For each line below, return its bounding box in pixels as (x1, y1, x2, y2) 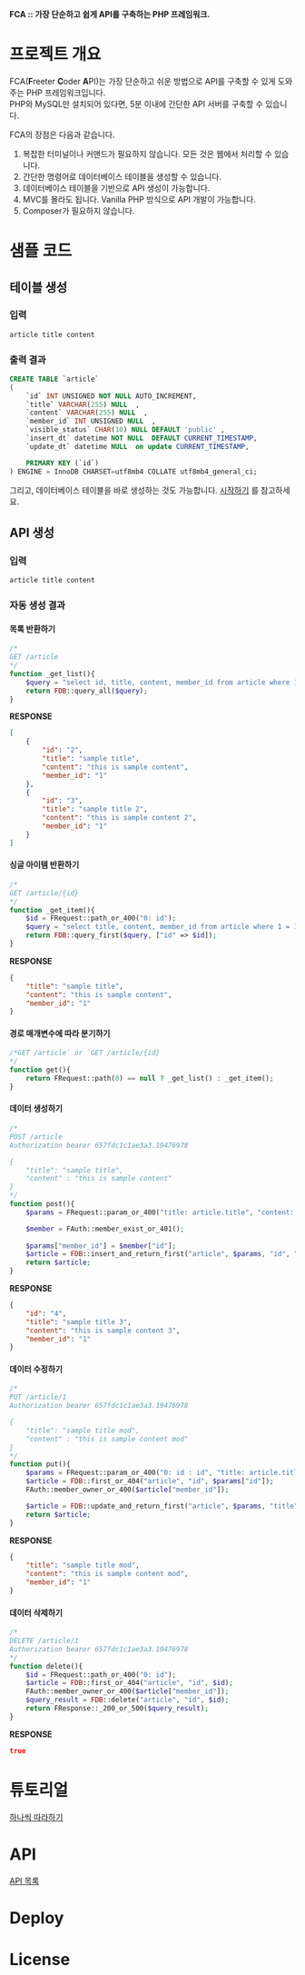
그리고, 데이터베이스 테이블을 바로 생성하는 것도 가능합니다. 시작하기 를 (9, 484, 259, 495)
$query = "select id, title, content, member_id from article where (25, 677, 290, 687)
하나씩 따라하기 (9, 1811, 64, 1822)
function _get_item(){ (9, 905, 95, 914)
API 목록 (9, 1875, 40, 1886)
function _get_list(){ (9, 669, 95, 678)
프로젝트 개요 (9, 45, 102, 65)
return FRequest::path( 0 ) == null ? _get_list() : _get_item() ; (25, 1074, 274, 1083)
